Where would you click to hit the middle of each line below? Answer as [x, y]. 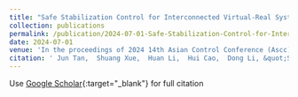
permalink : [29, 34]
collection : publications [57, 26]
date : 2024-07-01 [41, 42]
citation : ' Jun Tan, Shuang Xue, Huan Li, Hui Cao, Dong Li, [134, 58]
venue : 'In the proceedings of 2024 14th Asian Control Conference [137, 50]
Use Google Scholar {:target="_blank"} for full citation [106, 83]
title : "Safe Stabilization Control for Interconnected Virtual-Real [141, 17]
